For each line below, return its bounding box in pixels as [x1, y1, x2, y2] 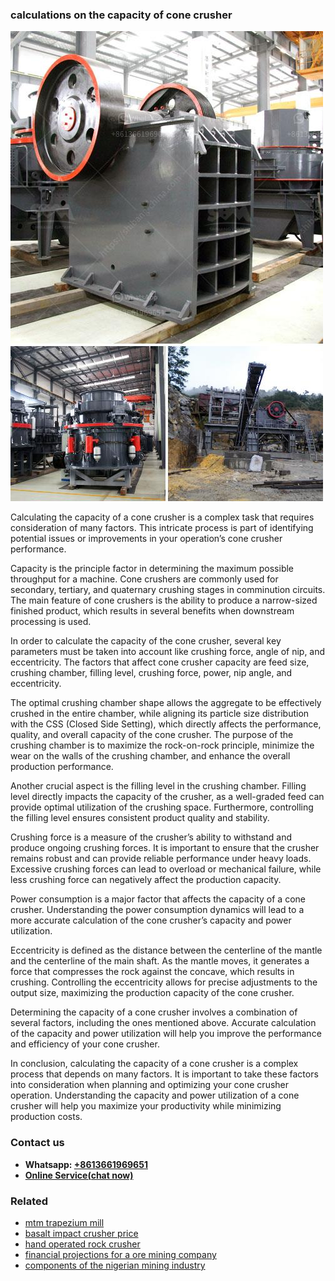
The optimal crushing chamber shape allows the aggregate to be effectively [10, 697, 322, 709]
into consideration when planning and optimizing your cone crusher [10, 1079, 290, 1091]
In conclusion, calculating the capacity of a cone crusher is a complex [10, 1058, 299, 1070]
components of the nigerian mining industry [24, 1259, 206, 1271]
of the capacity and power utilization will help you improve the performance [10, 1028, 322, 1040]
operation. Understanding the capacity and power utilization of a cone [10, 1089, 300, 1102]
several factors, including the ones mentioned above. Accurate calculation [10, 1017, 317, 1029]
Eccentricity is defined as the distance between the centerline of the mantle [10, 944, 323, 957]
